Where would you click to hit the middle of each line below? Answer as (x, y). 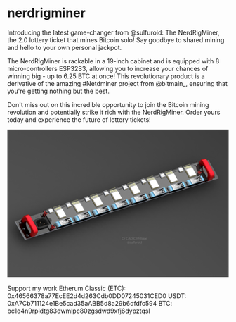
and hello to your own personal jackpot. (65, 47)
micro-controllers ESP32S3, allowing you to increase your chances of (108, 68)
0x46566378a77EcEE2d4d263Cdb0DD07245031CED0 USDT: (97, 296)
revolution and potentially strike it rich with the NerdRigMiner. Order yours (114, 112)
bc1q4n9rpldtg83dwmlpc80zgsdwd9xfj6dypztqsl (79, 311)
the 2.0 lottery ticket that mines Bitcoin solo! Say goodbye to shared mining (116, 39)
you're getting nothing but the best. (59, 91)
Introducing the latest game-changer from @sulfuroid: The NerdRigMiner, (113, 32)
